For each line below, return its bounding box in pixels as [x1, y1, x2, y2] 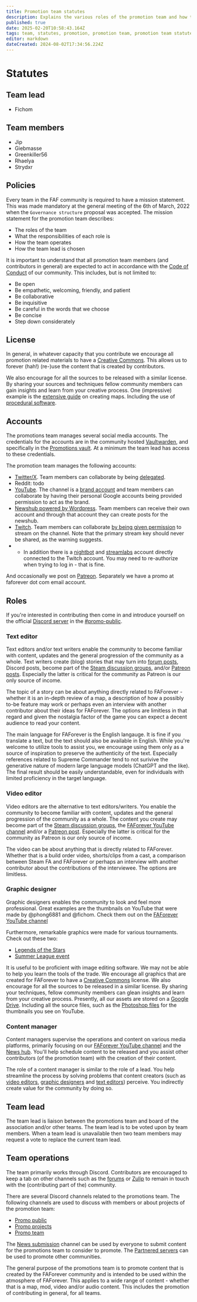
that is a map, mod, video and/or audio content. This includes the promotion [6, 1283, 189, 1290]
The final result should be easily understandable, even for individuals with [6, 768, 185, 775]
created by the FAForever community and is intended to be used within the [6, 1270, 186, 1277]
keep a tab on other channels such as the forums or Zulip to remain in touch [6, 1175, 189, 1182]
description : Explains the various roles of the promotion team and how [6, 14, 188, 20]
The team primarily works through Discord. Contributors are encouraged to [6, 1168, 188, 1176]
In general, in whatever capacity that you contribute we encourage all [6, 351, 174, 358]
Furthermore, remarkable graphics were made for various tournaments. [6, 928, 179, 935]
